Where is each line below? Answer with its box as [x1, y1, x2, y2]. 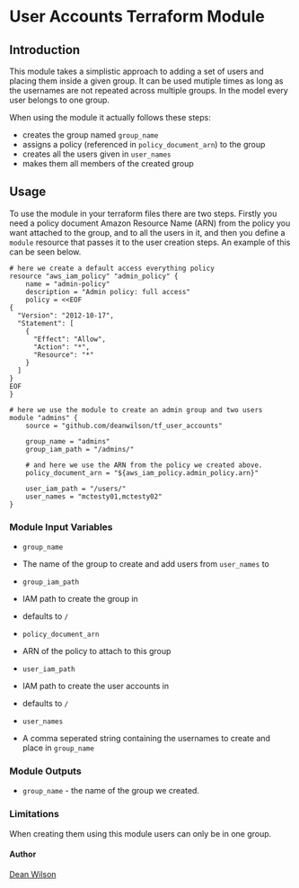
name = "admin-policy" [25, 279, 110, 289]
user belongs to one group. [9, 94, 110, 105]
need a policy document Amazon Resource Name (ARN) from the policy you [9, 218, 291, 229]
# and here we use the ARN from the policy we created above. [25, 461, 263, 470]
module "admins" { [9, 413, 78, 422]
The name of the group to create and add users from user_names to [22, 559, 269, 570]
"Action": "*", [32, 342, 91, 352]
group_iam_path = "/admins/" [25, 444, 135, 453]
